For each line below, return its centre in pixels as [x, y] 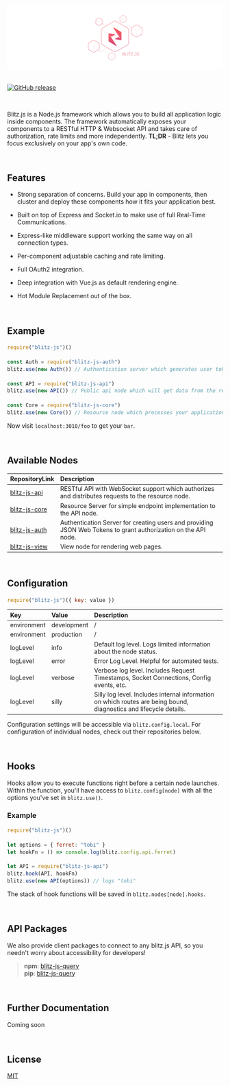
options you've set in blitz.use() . [55, 797]
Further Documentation [58, 1008]
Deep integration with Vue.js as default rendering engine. [98, 282]
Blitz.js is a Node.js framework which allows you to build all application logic [114, 114]
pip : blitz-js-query [49, 973]
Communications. [42, 222]
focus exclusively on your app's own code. [67, 143]
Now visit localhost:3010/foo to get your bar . [71, 425]
